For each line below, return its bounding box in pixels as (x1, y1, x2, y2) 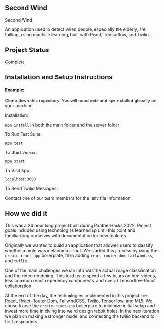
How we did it (5, 209, 47, 218)
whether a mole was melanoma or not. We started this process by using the (5, 248, 158, 253)
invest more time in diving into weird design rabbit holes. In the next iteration (5, 308, 159, 314)
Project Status (5, 46, 50, 54)
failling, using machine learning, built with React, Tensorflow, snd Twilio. (5, 31, 150, 37)
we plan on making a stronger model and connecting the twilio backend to (5, 313, 155, 319)
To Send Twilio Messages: (5, 186, 58, 192)
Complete (5, 59, 25, 65)
